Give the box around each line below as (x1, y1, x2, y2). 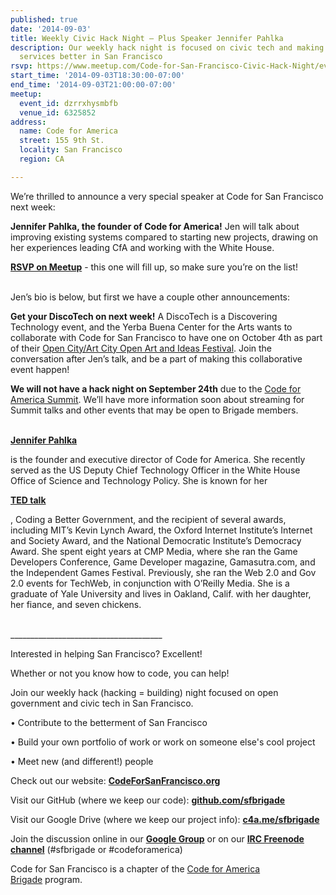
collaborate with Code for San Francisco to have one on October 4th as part (10, 331, 323, 343)
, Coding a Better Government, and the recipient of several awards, (10, 513, 287, 525)
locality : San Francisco (19, 145, 123, 155)
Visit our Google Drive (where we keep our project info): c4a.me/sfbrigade (10, 813, 320, 825)
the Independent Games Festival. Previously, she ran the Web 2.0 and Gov (10, 566, 317, 578)
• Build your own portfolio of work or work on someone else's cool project (10, 736, 316, 748)
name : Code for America (19, 126, 118, 136)
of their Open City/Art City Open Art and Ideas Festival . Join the (10, 342, 273, 354)
